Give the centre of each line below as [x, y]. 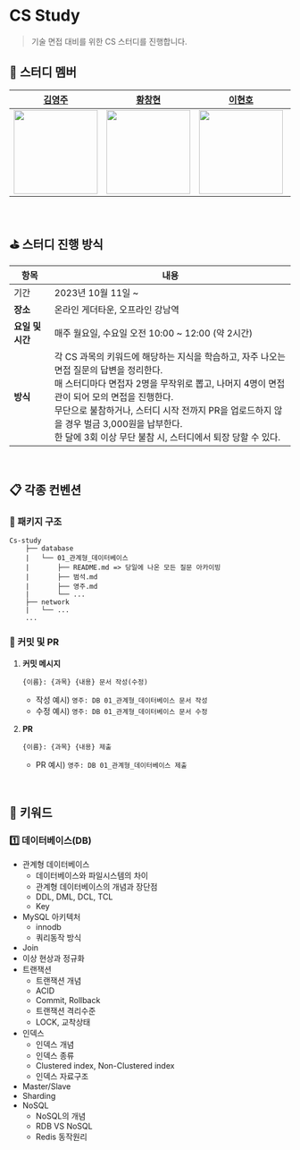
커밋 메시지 [41, 663]
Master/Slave [46, 1086]
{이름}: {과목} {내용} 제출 [67, 747]
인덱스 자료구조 [62, 1077]
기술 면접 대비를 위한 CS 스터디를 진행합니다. [109, 41]
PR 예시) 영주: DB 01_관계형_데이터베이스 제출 [111, 764]
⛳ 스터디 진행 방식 [57, 245]
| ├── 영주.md [62, 587]
